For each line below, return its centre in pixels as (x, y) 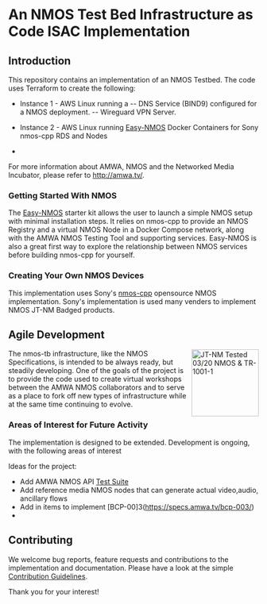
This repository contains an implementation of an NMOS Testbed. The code (132, 80)
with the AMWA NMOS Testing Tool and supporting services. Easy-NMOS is (132, 238)
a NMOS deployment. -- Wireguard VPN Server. (98, 112)
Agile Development (56, 335)
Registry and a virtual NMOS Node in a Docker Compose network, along (126, 230)
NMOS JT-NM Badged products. (62, 310)
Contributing (41, 540)
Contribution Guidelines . (48, 576)
